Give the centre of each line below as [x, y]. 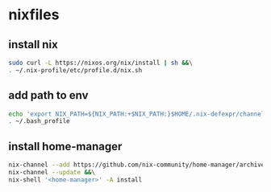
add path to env [48, 95]
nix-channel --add [39, 165]
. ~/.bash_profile [39, 121]
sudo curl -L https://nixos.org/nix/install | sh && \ [101, 63]
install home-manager [65, 146]
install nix [33, 45]
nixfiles [34, 15]
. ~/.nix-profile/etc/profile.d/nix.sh [75, 70]
